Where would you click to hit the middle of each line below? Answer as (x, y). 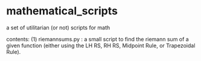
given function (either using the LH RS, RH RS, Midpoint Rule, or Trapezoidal (101, 45)
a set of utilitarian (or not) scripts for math (58, 28)
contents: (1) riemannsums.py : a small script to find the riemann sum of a (97, 39)
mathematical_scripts (62, 11)
